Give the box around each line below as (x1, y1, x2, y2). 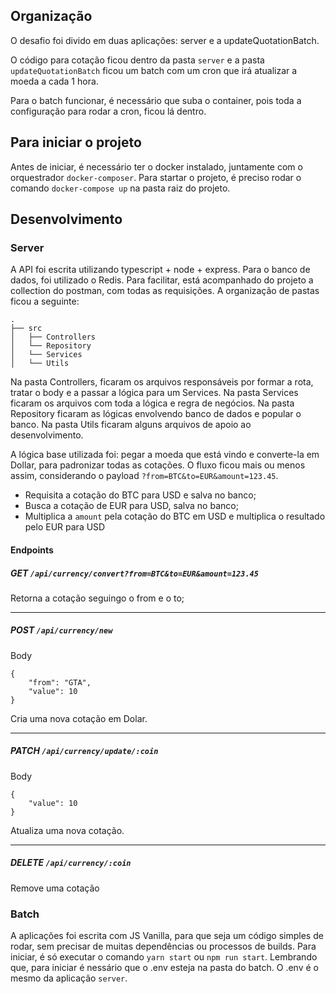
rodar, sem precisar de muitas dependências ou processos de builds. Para (10, 940, 317, 953)
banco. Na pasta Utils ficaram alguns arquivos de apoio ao (10, 419, 252, 431)
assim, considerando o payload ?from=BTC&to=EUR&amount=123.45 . (10, 470, 279, 482)
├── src (10, 324, 43, 334)
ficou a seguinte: (10, 295, 80, 308)
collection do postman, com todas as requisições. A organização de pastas (10, 285, 320, 297)
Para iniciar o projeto (10, 134, 142, 151)
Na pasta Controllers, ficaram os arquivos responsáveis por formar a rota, (10, 376, 314, 388)
